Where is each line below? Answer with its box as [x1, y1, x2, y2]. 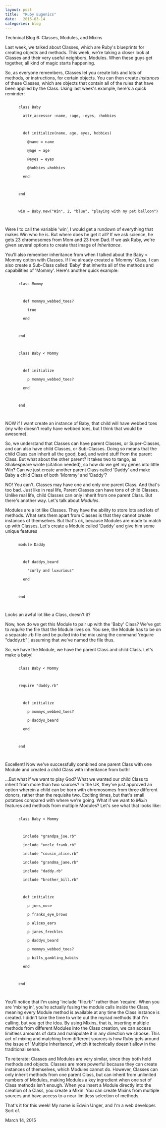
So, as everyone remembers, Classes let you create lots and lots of [5, 70, 142, 76]
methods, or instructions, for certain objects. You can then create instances [5, 75, 160, 81]
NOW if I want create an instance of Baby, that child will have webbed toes [5, 420, 158, 427]
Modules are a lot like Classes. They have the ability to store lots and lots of [5, 507, 160, 513]
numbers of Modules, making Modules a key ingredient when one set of [5, 1077, 152, 1083]
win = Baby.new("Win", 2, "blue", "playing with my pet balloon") [18, 209, 159, 214]
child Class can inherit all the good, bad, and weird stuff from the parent [5, 451, 152, 457]
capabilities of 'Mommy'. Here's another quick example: [5, 267, 119, 273]
